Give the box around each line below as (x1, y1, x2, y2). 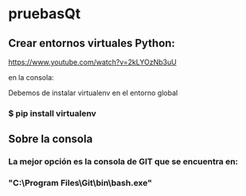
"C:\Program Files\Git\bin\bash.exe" (8, 178, 153, 189)
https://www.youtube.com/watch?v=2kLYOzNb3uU (8, 57, 177, 67)
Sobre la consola (8, 133, 93, 146)
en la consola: (8, 73, 54, 82)
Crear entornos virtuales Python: (8, 37, 175, 50)
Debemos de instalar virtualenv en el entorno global (8, 88, 178, 98)
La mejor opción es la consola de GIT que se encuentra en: (8, 156, 239, 167)
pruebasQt (8, 5, 81, 23)
